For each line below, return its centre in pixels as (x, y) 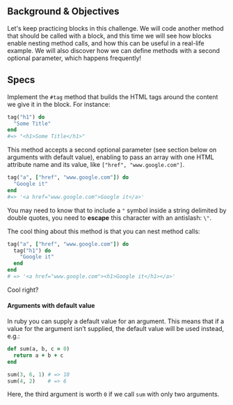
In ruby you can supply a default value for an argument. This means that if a (116, 321)
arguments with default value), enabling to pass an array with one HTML (111, 157)
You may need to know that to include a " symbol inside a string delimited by (117, 210)
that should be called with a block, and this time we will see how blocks (110, 36)
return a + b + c (39, 355)
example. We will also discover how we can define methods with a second (114, 50)
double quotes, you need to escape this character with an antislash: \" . (110, 218)
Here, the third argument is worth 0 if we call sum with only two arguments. (113, 395)
